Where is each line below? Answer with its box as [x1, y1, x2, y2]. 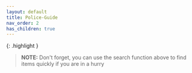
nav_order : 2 [6, 20, 39, 26]
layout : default [6, 8, 47, 15]
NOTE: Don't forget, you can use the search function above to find [21, 54, 187, 61]
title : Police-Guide [6, 14, 59, 21]
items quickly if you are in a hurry [21, 60, 104, 68]
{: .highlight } [6, 42, 39, 49]
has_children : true [6, 25, 56, 32]
